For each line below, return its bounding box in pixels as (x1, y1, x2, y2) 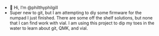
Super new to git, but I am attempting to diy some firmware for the (9, 10, 142, 16)
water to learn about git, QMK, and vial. (9, 25, 88, 31)
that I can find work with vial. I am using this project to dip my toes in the (9, 20, 155, 26)
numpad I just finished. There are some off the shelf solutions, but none (9, 15, 153, 20)
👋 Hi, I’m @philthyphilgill (9, 5, 58, 10)
